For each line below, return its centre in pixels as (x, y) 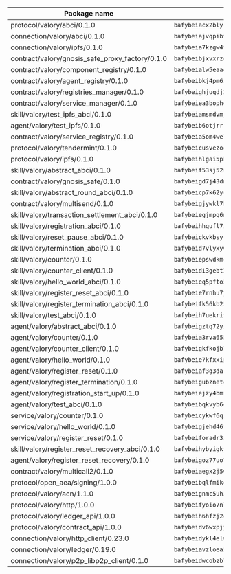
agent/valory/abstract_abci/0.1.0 (64, 326)
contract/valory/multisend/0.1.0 (62, 204)
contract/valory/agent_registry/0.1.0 (69, 81)
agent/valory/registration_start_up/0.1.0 (75, 393)
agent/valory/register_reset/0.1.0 (64, 371)
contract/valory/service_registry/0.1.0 (72, 137)
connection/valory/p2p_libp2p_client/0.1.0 (80, 561)
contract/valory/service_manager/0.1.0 (74, 103)
